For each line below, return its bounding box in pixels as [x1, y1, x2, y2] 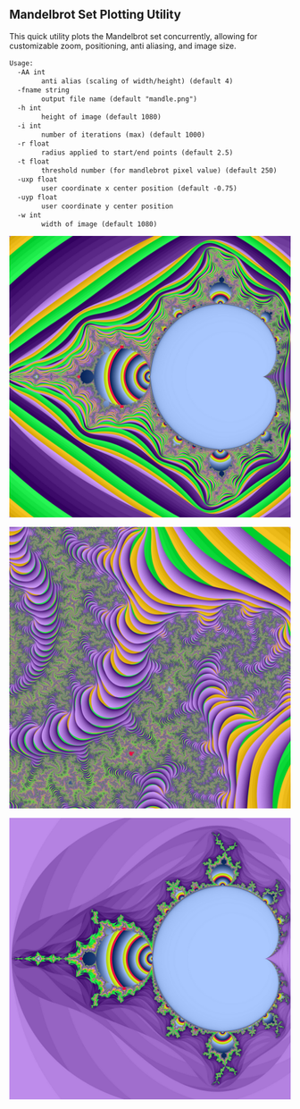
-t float [17, 156, 50, 166]
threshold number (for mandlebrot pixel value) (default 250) [41, 165, 278, 175]
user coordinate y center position [41, 201, 174, 211]
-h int [17, 103, 42, 113]
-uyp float [17, 192, 58, 202]
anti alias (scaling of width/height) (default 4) [41, 76, 234, 86]
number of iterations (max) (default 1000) [41, 130, 205, 139]
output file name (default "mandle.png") [41, 94, 198, 104]
